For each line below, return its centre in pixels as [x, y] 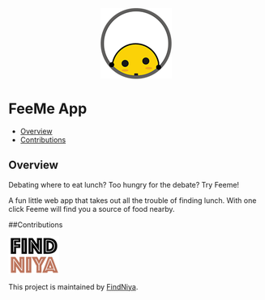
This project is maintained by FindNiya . [73, 286]
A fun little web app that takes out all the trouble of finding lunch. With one [132, 200]
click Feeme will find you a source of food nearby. [92, 209]
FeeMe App [48, 109]
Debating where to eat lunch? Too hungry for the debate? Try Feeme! [124, 184]
